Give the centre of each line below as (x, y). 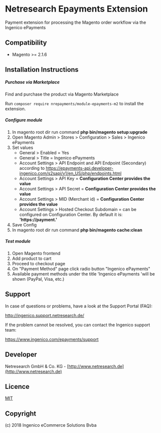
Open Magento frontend (36, 254)
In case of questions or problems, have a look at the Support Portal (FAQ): (79, 306)
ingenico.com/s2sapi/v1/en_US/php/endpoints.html (70, 174)
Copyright (21, 413)
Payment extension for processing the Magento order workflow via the (76, 22)
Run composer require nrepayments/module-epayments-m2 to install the (74, 104)
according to (32, 168)
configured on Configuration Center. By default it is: (71, 215)
